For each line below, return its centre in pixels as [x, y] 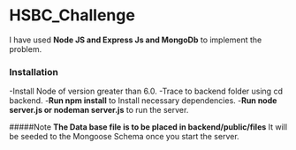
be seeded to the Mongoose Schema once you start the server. [125, 137]
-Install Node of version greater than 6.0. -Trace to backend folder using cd [146, 91]
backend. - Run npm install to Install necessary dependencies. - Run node [143, 101]
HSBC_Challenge [72, 15]
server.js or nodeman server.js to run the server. [99, 110]
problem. [26, 49]
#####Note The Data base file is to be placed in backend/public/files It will [148, 127]
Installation [34, 71]
